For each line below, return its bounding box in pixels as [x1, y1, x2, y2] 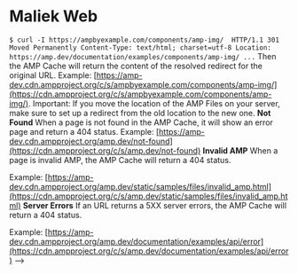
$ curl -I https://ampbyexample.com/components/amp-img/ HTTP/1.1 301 [9, 35, 279, 44]
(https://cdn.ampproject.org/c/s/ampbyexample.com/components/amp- [9, 89, 272, 99]
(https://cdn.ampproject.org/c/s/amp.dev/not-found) [9, 145, 201, 156]
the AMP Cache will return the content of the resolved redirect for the [9, 60, 263, 71]
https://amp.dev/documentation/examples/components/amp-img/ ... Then [9, 51, 277, 61]
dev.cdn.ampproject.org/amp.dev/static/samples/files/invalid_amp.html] [9, 181, 272, 192]
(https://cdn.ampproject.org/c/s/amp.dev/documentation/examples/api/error [9, 246, 289, 256]
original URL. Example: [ [9, 69, 98, 81]
